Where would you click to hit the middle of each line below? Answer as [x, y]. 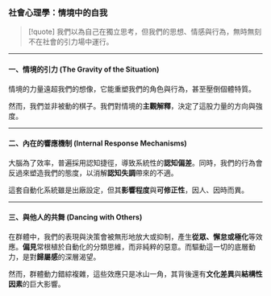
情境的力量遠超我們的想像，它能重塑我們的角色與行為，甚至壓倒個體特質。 [132, 88]
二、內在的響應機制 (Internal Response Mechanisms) [98, 143]
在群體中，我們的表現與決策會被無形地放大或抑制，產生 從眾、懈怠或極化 [128, 236]
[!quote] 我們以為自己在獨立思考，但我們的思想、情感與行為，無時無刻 [145, 32]
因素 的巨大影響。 [37, 284]
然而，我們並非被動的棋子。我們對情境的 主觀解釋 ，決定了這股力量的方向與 [132, 105]
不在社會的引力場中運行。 [71, 42]
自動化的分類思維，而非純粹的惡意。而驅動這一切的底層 [156, 246]
